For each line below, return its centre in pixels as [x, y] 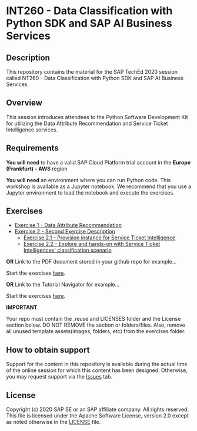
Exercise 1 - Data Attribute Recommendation [68, 225]
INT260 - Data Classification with [89, 11]
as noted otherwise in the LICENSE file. [54, 422]
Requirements [32, 148]
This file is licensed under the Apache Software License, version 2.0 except [98, 416]
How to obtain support [48, 350]
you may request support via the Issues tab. [59, 377]
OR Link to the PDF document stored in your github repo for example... [91, 262]
